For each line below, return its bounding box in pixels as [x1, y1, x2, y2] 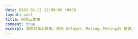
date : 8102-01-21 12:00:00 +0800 [5, 7, 76, 13]
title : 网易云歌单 [5, 17, 41, 22]
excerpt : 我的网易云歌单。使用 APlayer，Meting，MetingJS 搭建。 [5, 26, 135, 31]
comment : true [5, 21, 36, 27]
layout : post [5, 12, 33, 17]
